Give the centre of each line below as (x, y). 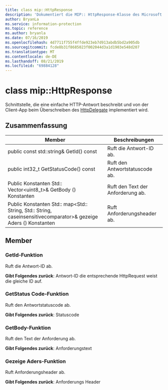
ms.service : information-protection (43, 24)
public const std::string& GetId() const (52, 151)
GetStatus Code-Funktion (37, 294)
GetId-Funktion (24, 255)
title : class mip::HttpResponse (39, 10)
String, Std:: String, (30, 210)
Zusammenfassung (36, 126)
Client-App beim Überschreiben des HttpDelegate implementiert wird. (77, 110)
